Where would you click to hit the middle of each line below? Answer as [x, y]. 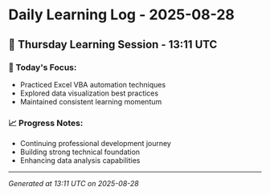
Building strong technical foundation [80, 152]
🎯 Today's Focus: [43, 67]
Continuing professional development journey [95, 144]
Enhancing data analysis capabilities [80, 160]
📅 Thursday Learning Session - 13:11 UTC [113, 45]
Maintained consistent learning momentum [91, 101]
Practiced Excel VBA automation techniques [93, 84]
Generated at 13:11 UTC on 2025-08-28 [74, 184]
